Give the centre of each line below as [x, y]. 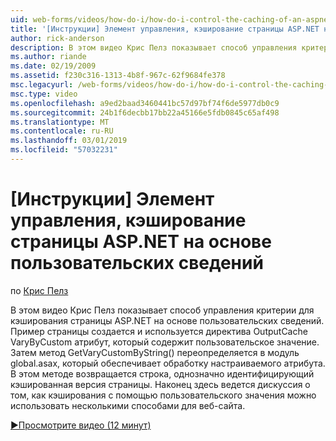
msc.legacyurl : [42, 85]
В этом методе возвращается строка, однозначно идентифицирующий [162, 373]
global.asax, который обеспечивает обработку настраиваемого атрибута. [168, 363]
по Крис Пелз [39, 290]
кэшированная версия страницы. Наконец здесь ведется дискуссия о [160, 384]
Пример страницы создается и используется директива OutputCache [159, 331]
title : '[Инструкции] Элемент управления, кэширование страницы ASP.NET [165, 29]
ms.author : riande [48, 57]
